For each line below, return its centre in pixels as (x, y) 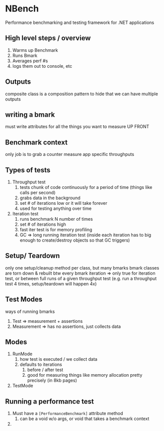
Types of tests (28, 170)
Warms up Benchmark (35, 50)
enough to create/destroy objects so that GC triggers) (75, 240)
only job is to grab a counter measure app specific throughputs (70, 154)
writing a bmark (30, 114)
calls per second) (38, 193)
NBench (22, 9)
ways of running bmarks (30, 311)
